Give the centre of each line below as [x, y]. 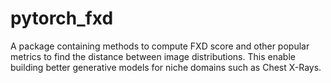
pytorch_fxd [62, 18]
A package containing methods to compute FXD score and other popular [160, 46]
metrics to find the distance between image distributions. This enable [153, 56]
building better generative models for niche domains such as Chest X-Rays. [166, 67]
